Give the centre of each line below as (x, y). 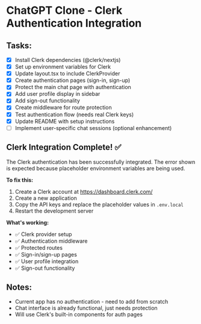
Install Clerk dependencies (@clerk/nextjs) (68, 60)
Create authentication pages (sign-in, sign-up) (73, 80)
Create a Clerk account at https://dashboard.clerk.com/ (84, 192)
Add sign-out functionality (47, 101)
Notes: (19, 287)
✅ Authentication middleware (51, 241)
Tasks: (19, 45)
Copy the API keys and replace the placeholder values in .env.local (99, 204)
